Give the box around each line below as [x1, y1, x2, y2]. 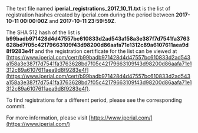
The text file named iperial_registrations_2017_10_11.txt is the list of [6, 5, 171, 12]
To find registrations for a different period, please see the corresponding [6, 97, 182, 104]
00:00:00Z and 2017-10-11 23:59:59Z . [19, 18, 116, 24]
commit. [6, 103, 26, 109]
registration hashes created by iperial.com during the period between [6, 11, 175, 18]
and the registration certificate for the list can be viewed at [35, 48, 177, 55]
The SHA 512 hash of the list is [6, 29, 81, 36]
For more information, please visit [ [6, 114, 91, 121]
